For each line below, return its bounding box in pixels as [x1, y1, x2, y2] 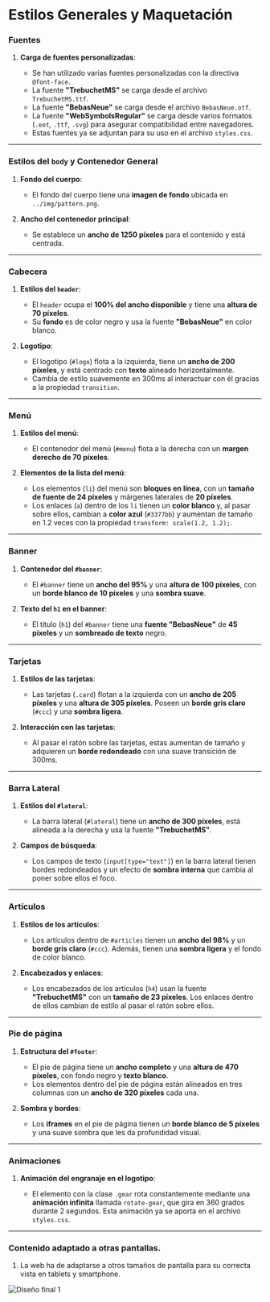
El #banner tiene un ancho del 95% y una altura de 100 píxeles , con [31, 579, 257, 589]
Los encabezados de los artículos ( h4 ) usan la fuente [31, 983, 207, 993]
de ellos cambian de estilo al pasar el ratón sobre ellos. [31, 1001, 215, 1010]
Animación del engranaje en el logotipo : [19, 1174, 156, 1184]
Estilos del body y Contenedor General [8, 155, 158, 167]
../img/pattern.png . [31, 198, 100, 208]
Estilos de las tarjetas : [19, 674, 96, 683]
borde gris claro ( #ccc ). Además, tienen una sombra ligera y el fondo [31, 943, 262, 953]
